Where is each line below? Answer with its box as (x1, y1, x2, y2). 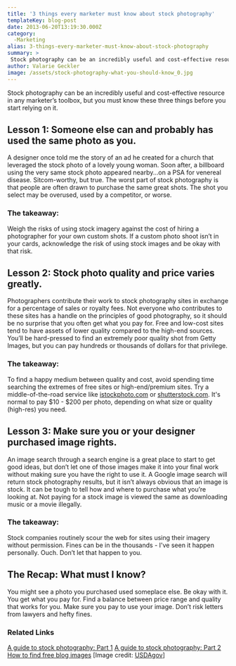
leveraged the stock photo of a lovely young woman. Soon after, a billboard (7, 161, 225, 169)
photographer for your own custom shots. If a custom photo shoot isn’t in (7, 231, 219, 240)
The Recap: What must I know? (7, 569, 146, 581)
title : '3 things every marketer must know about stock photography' (7, 10, 216, 18)
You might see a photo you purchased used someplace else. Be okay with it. (7, 587, 228, 596)
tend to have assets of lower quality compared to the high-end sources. (7, 326, 215, 335)
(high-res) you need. (7, 405, 67, 414)
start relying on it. (7, 103, 58, 112)
